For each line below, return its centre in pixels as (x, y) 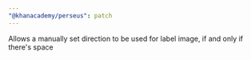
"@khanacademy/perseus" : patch (60, 16)
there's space (31, 47)
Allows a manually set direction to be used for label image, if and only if (126, 38)
